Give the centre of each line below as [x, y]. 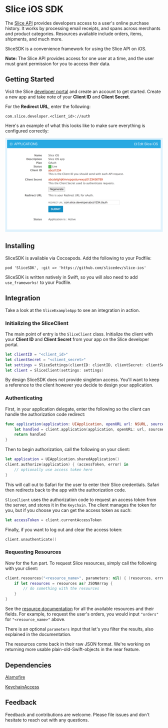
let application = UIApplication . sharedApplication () [62, 459]
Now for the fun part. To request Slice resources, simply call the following [81, 563]
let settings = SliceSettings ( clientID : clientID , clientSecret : [74, 365]
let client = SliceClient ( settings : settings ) [54, 370]
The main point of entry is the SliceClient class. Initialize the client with [79, 334]
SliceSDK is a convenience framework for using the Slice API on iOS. [76, 48]
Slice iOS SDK [34, 9]
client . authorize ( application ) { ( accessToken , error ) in [67, 464]
